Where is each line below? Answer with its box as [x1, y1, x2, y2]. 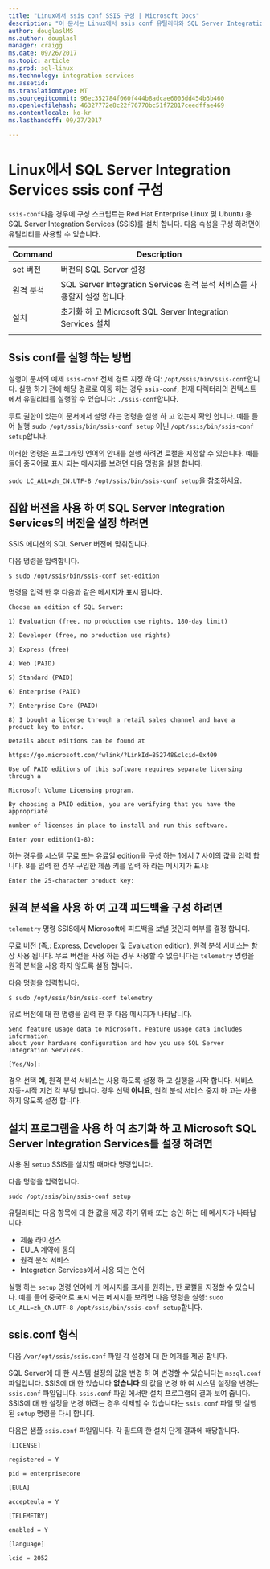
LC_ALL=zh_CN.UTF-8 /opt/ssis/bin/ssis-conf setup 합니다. [8, 1303, 203, 1312]
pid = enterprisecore [8, 1469, 81, 1477]
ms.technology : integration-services [8, 72, 135, 80]
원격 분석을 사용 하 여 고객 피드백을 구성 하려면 [8, 900, 223, 914]
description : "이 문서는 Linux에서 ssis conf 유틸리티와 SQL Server [8, 19, 224, 27]
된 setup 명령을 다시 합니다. [8, 1408, 95, 1418]
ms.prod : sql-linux [8, 64, 74, 72]
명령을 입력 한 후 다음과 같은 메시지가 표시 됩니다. [8, 587, 163, 597]
